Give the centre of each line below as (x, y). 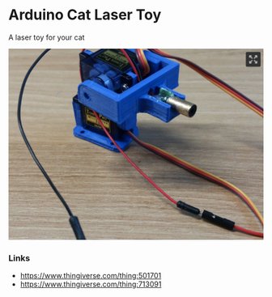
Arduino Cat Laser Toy (85, 15)
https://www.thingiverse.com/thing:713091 (91, 284)
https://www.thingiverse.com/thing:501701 (91, 276)
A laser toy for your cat (47, 37)
